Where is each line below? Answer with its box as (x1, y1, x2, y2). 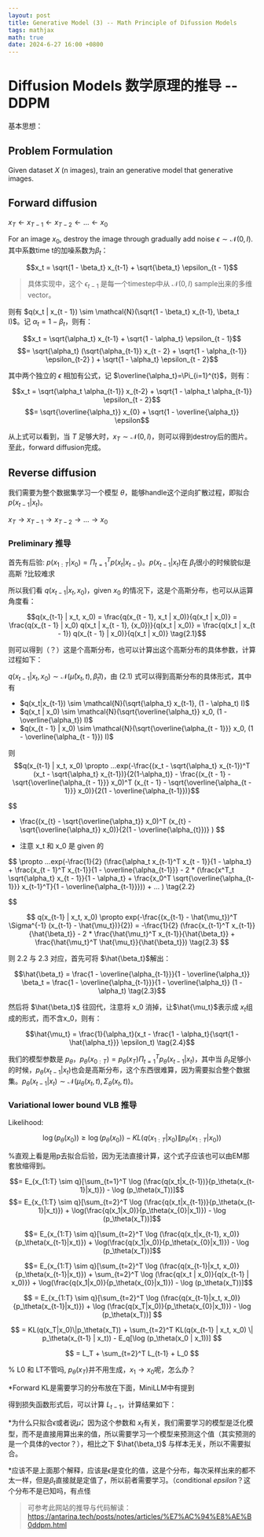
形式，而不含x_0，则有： (21, 1013, 102, 1023)
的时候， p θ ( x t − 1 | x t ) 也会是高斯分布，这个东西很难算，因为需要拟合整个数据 (8, 1065, 250, 1077)
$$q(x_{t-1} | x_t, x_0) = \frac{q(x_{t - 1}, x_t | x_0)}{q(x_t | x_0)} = (26, 612, 238, 622)
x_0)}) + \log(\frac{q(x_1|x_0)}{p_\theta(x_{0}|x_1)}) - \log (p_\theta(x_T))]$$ (11, 1278, 253, 1288)
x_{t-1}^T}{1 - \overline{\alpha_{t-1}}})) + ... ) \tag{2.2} (21, 882, 196, 892)
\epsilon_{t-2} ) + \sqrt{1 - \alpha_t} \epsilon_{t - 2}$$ (46, 355, 218, 364)
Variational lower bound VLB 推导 (8, 1099, 137, 1110)
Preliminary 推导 (8, 538, 71, 549)
